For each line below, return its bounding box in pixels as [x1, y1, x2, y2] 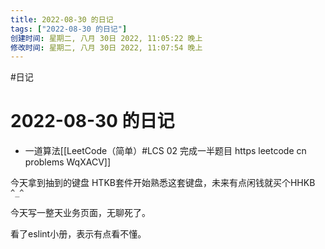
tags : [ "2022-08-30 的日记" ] [10, 24, 128, 34]
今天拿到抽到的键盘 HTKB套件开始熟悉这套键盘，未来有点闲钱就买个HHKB [10, 177, 316, 189]
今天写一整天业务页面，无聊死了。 [10, 207, 151, 219]
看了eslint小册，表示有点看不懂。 [10, 228, 147, 240]
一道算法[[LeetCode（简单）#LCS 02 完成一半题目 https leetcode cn [24, 145, 307, 157]
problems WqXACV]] [24, 156, 112, 168]
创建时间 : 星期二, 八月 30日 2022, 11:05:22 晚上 [10, 33, 203, 43]
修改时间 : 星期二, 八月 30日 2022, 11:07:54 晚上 [10, 42, 203, 53]
